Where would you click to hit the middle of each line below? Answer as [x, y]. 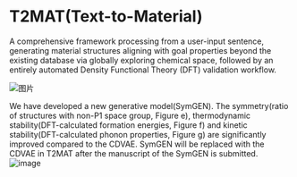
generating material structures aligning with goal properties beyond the [140, 50]
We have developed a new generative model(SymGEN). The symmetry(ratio [149, 105]
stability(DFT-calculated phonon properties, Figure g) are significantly [138, 134]
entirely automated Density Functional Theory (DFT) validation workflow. [143, 70]
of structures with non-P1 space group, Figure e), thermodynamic [130, 115]
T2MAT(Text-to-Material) [106, 17]
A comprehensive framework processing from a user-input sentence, [137, 41]
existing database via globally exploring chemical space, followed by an [141, 60]
